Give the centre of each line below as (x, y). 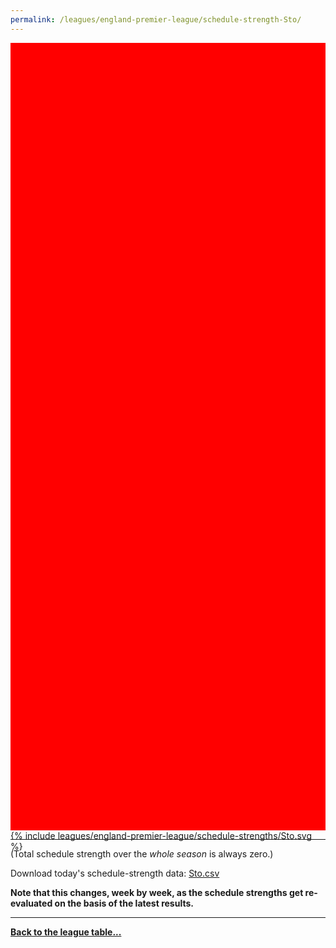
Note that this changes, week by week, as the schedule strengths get (157, 892)
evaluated (31, 903)
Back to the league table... (66, 932)
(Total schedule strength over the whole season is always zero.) (142, 853)
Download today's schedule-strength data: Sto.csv (115, 873)
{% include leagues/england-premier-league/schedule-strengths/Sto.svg (161, 835)
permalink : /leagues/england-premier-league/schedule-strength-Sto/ (156, 19)
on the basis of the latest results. (124, 903)
